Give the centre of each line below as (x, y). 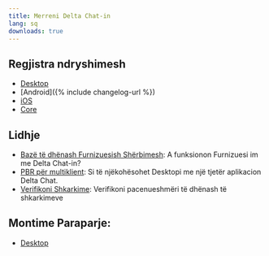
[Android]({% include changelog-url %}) (88, 92)
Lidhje (24, 135)
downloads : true (36, 31)
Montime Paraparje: (60, 223)
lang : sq (23, 24)
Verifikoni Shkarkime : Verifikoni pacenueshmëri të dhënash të (124, 189)
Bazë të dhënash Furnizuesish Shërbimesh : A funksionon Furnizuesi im (139, 154)
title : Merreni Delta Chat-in (60, 16)
